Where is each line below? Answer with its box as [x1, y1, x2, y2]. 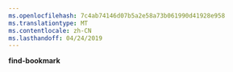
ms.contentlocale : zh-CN [8, 26, 92, 34]
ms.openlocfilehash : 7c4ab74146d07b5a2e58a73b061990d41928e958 [8, 11, 226, 20]
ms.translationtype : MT [8, 19, 89, 27]
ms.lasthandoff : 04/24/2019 [8, 34, 103, 42]
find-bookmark [8, 56, 60, 66]
